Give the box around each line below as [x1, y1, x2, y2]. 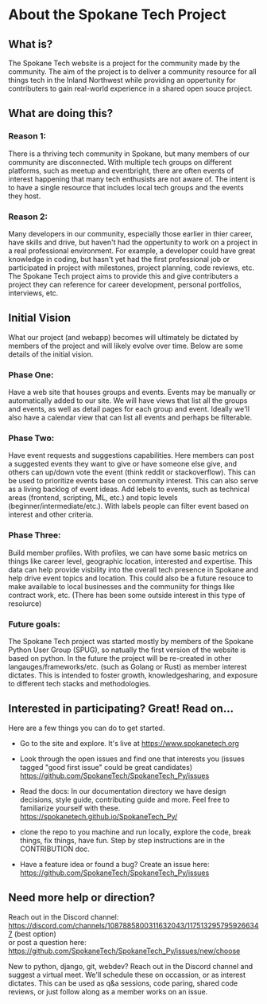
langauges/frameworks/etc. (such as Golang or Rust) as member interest [8, 662, 247, 671]
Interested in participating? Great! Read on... [8, 702, 234, 716]
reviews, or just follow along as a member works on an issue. [8, 986, 208, 996]
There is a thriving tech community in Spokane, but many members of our [8, 149, 250, 158]
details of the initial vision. [8, 349, 94, 359]
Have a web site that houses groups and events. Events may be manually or [8, 388, 256, 397]
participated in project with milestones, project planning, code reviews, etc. [8, 263, 254, 272]
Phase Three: [8, 529, 61, 541]
